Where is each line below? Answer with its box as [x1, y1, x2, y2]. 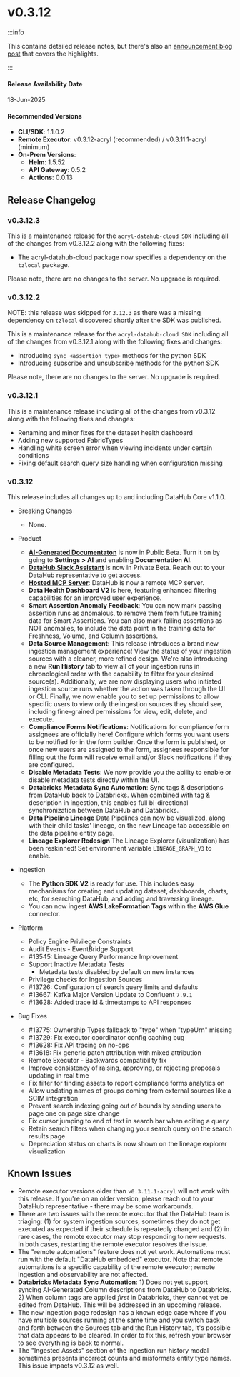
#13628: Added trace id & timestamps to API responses [28, 998, 191, 1006]
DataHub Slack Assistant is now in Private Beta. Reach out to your [28, 563, 225, 571]
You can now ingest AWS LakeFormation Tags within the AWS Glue [28, 901, 229, 911]
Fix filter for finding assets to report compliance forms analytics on [28, 1078, 225, 1087]
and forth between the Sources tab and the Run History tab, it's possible [17, 1323, 231, 1332]
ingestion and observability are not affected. [17, 1270, 149, 1278]
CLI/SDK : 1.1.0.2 [17, 128, 65, 136]
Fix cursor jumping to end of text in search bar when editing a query [28, 1116, 229, 1125]
